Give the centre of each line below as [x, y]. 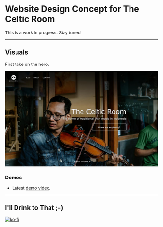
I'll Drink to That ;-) [34, 208]
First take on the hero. [27, 64]
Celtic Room [30, 19]
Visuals [16, 53]
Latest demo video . [31, 188]
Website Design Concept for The [72, 9]
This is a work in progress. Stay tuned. [43, 32]
